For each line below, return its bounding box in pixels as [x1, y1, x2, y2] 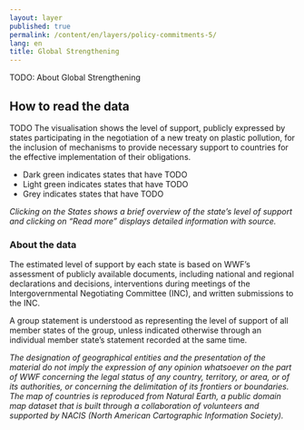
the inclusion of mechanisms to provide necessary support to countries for [9, 142, 289, 153]
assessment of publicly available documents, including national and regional [9, 269, 295, 280]
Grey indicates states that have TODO [22, 188, 164, 199]
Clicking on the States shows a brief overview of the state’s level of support [9, 205, 293, 216]
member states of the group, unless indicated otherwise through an [9, 325, 261, 336]
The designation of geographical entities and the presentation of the [9, 352, 266, 364]
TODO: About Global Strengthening [9, 72, 141, 83]
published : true [9, 22, 71, 31]
